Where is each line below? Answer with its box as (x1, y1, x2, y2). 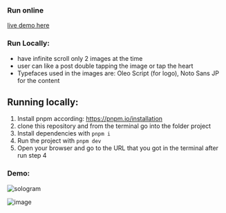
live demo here (7, 21, 50, 30)
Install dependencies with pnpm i (17, 129, 111, 138)
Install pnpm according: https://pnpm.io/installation (17, 115, 163, 123)
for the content (17, 76, 60, 84)
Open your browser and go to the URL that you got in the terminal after (17, 144, 219, 152)
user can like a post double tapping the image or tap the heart (17, 62, 194, 70)
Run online (7, 6, 44, 15)
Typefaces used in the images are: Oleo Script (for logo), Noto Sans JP (17, 68, 220, 77)
